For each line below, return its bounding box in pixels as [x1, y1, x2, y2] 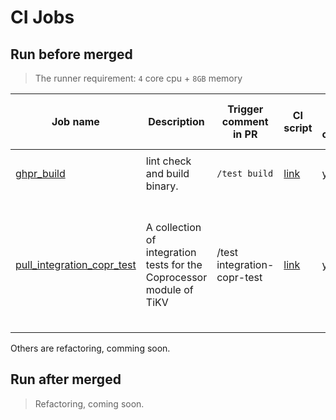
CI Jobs [10, 6, 75, 29]
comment [221, 115, 269, 128]
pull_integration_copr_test [15, 258, 137, 271]
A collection [145, 221, 202, 234]
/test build [216, 168, 274, 179]
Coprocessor [145, 271, 208, 284]
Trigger [227, 102, 264, 116]
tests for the [145, 258, 203, 271]
